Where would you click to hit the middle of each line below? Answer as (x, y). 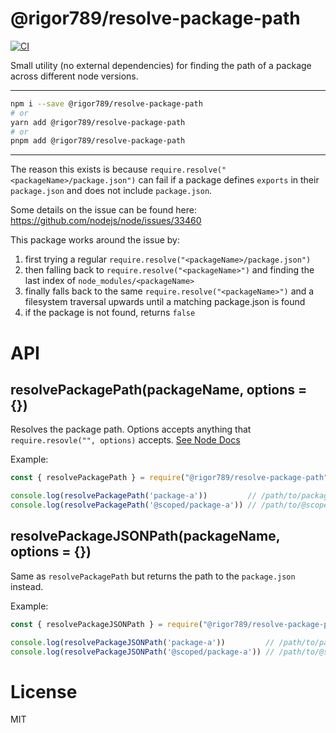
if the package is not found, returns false (110, 313)
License (44, 691)
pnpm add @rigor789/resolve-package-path (98, 141)
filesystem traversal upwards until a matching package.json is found (165, 302)
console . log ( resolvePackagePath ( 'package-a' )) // (133, 496)
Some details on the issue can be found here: (103, 210)
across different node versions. (74, 76)
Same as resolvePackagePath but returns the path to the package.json (153, 576)
